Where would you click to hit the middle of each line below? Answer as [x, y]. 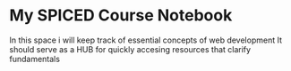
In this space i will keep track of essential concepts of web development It [145, 40]
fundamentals [35, 59]
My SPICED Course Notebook [121, 16]
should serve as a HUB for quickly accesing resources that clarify [130, 49]
